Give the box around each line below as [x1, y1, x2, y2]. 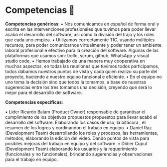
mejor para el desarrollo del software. [5, 89, 82, 95]
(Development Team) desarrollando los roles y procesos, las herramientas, [5, 130, 159, 136]
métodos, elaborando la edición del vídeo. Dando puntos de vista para [5, 135, 150, 141]
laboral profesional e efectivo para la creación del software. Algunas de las [5, 47, 159, 53]
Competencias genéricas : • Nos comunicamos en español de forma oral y [5, 21, 160, 27]
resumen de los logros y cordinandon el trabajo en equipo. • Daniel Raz [5, 124, 152, 131]
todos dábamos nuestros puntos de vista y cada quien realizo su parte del [5, 68, 158, 74]
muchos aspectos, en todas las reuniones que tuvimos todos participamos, [5, 63, 160, 69]
